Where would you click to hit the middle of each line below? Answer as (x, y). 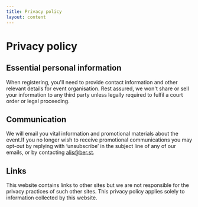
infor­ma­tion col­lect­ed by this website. (52, 198)
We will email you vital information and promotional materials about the (92, 134)
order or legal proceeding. (38, 101)
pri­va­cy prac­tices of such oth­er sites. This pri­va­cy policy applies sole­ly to (95, 192)
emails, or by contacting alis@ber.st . (50, 152)
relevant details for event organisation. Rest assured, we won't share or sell (98, 88)
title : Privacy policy (34, 11)
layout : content (26, 17)
